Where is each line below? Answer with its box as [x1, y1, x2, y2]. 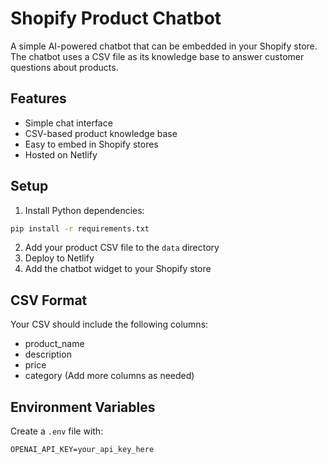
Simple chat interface [24, 117, 113, 129]
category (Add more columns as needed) [24, 370, 195, 382]
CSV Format [10, 292, 88, 309]
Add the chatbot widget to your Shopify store [24, 263, 212, 275]
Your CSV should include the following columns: [10, 318, 209, 331]
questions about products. [10, 61, 119, 73]
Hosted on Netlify [24, 148, 98, 161]
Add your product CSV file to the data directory [24, 242, 220, 254]
